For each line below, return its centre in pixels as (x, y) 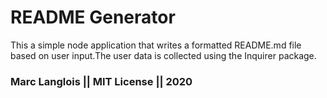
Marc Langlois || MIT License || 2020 (101, 81)
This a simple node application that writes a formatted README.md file (156, 45)
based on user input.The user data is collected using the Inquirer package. (163, 55)
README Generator (93, 17)
